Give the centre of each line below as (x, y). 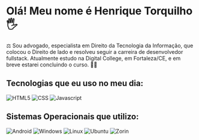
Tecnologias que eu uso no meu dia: (75, 83)
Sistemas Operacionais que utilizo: (73, 117)
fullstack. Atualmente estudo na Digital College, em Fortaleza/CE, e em (94, 58)
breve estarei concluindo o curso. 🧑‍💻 (52, 65)
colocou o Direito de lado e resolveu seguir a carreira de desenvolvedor (95, 51)
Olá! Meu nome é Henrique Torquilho (99, 11)
